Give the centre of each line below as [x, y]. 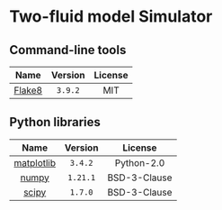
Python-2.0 [140, 162]
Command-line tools [68, 50]
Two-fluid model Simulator [111, 17]
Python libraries [55, 122]
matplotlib [35, 162]
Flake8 [28, 90]
